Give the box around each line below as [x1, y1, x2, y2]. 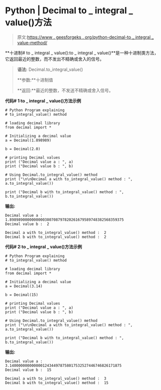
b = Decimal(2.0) [5, 146, 41, 151]
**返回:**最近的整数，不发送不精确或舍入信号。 [17, 87, 113, 93]
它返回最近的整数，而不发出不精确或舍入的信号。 [5, 56, 104, 62]
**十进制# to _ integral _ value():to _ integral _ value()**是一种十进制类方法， [5, 50, 159, 56]
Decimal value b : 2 [5, 222, 50, 227]
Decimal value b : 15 [5, 367, 52, 372]
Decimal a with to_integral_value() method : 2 [5, 230, 107, 235]
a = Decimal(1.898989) [5, 138, 52, 143]
